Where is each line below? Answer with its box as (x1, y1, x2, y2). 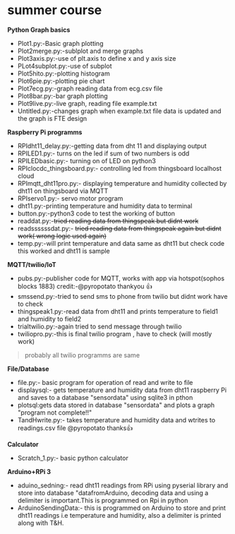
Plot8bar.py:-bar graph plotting (17, 91, 108, 100)
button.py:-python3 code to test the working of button (17, 209, 175, 218)
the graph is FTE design (17, 114, 88, 122)
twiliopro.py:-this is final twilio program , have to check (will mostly (17, 329, 212, 338)
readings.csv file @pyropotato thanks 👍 (17, 423, 133, 432)
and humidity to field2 (17, 314, 82, 323)
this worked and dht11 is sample (17, 247, 111, 255)
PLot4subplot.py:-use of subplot (17, 61, 112, 70)
